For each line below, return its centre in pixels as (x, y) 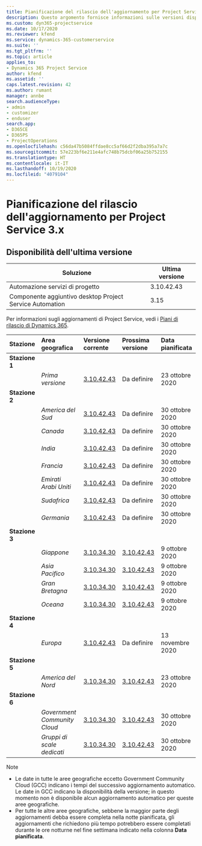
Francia (52, 466)
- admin (16, 107)
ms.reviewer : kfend (31, 34)
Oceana (53, 605)
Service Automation (37, 304)
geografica (57, 348)
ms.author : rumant (29, 90)
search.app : (21, 124)
